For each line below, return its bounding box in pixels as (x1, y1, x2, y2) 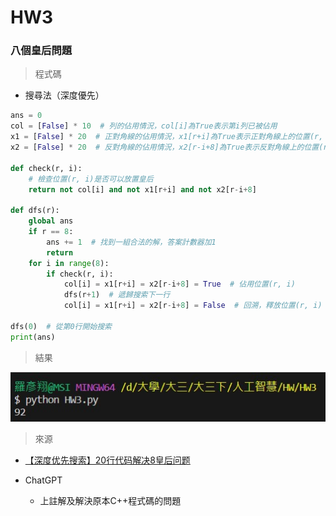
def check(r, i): (10, 163, 83, 173)
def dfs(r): (10, 206, 60, 216)
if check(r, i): (46, 269, 114, 279)
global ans (28, 216, 74, 226)
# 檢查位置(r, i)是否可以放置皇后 (28, 174, 154, 184)
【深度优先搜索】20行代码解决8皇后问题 (24, 454, 191, 466)
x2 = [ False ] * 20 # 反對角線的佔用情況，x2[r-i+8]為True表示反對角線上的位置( (10, 142, 324, 153)
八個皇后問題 (10, 44, 73, 58)
